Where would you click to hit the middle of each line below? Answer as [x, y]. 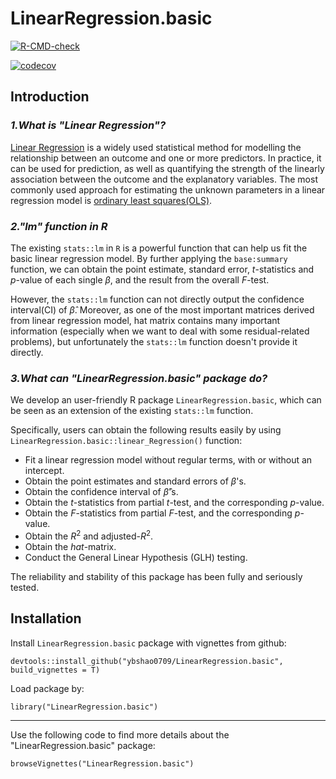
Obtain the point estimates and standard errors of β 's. [135, 481]
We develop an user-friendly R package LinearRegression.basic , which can [166, 400]
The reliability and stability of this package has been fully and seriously [156, 576]
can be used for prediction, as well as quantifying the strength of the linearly [167, 168]
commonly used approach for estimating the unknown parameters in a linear [168, 189]
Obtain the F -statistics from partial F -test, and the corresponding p [162, 513]
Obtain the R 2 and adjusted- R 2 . [89, 535]
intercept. [44, 471]
